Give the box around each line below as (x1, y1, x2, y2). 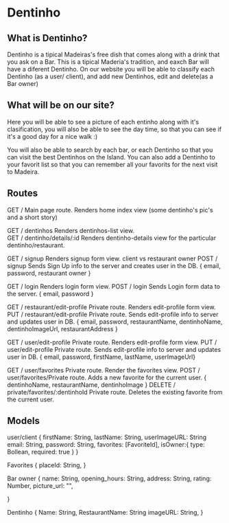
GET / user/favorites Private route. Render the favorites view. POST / (7, 366, 200, 374)
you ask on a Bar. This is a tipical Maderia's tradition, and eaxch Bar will (7, 58, 209, 66)
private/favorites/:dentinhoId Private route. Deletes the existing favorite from (7, 388, 223, 396)
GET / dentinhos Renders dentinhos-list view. (7, 226, 135, 234)
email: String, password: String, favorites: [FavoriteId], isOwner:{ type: (7, 441, 205, 449)
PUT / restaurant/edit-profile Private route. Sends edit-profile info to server (7, 310, 219, 318)
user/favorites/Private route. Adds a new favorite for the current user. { (7, 373, 207, 381)
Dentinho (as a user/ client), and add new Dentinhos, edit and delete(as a (7, 72, 214, 80)
